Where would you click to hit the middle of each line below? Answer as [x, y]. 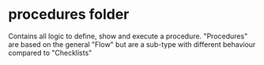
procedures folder [69, 14]
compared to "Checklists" [50, 52]
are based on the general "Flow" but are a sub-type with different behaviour [132, 44]
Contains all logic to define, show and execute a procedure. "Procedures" [128, 36]
